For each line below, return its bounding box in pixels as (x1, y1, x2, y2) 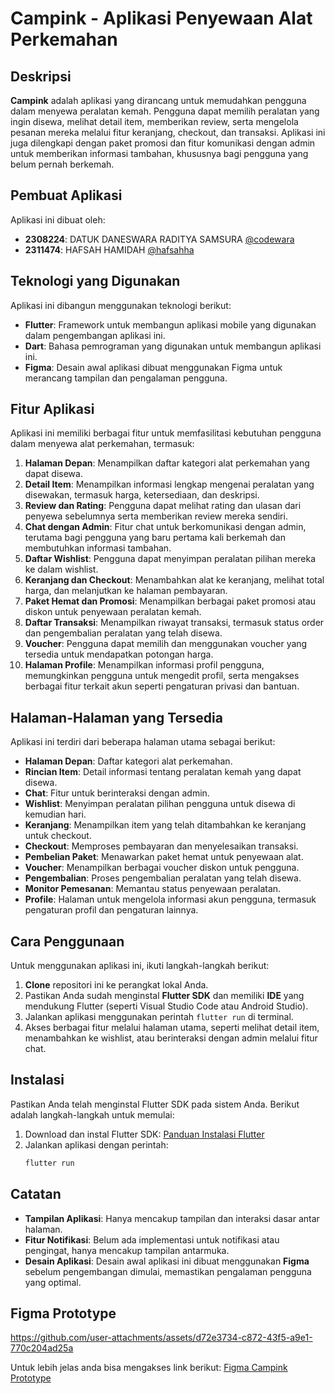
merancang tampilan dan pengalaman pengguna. (24, 372, 228, 384)
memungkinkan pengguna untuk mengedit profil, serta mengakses (24, 670, 300, 682)
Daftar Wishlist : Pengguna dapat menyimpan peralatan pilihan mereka (24, 553, 317, 565)
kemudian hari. (24, 808, 87, 821)
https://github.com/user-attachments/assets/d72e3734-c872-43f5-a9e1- (10, 1332, 313, 1344)
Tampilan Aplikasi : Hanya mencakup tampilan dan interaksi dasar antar (24, 1212, 320, 1224)
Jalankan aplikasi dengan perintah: (24, 1138, 169, 1151)
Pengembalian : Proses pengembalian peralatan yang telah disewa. (24, 872, 302, 884)
